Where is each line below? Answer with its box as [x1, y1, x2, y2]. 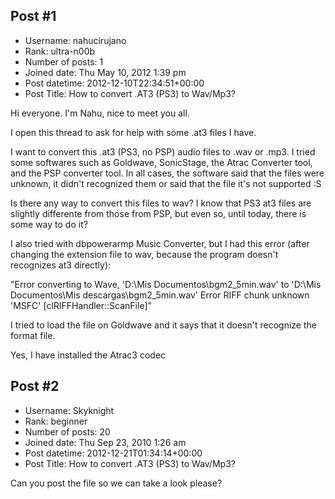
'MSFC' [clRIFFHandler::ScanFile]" [10, 299, 153, 311]
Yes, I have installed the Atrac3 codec [10, 349, 167, 361]
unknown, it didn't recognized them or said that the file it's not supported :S [10, 177, 322, 189]
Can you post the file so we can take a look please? [10, 477, 223, 489]
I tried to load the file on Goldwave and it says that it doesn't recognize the [10, 319, 317, 331]
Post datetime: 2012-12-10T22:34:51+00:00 [24, 77, 205, 89]
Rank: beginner [24, 415, 88, 427]
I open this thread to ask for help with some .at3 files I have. [10, 126, 257, 138]
